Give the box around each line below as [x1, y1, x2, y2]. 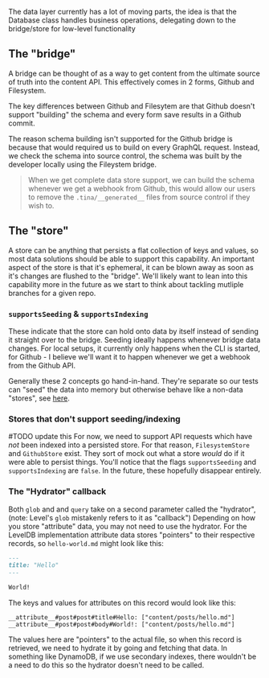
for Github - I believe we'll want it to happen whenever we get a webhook [8, 351, 251, 361]
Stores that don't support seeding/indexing [8, 413, 181, 425]
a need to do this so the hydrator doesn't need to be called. [8, 660, 205, 670]
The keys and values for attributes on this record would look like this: [8, 598, 237, 608]
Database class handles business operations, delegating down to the [8, 15, 237, 25]
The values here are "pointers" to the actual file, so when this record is [8, 635, 243, 644]
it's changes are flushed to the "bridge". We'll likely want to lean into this [8, 271, 248, 281]
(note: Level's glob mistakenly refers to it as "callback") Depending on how [8, 512, 256, 522]
